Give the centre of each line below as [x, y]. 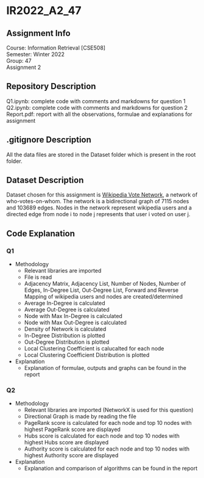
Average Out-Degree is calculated [67, 310]
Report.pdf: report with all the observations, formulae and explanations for [100, 114]
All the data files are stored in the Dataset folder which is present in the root [101, 154]
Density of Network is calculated [65, 329]
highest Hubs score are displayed [66, 443]
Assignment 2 [24, 67]
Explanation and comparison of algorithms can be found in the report [111, 468]
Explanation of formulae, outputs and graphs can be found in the [105, 368]
